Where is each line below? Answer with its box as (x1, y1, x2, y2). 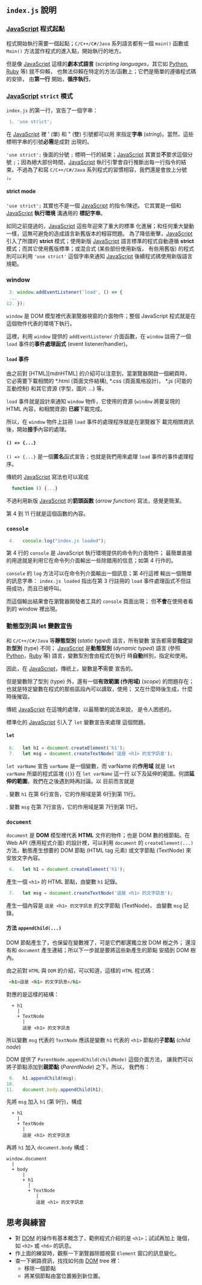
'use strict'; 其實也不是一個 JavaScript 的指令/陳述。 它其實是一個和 (6, 202, 182, 209)
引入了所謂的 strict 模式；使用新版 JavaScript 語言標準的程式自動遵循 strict (6, 238, 194, 245)
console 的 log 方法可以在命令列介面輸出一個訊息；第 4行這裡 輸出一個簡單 (6, 570, 192, 577)
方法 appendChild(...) (6, 924, 62, 932)
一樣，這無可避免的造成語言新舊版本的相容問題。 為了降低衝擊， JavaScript (6, 230, 193, 237)
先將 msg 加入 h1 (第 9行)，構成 (6, 1098, 83, 1105)
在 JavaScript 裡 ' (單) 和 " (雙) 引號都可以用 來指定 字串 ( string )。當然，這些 (6, 130, 194, 137)
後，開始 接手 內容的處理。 (6, 426, 70, 433)
